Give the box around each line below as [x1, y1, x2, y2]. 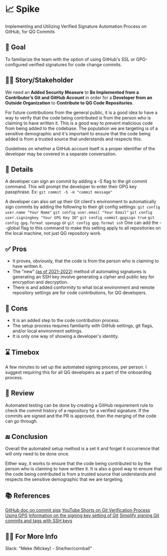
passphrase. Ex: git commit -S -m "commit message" [5, 189, 113, 195]
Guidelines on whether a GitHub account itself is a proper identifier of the [5, 145, 156, 151]
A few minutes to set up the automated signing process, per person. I [5, 364, 147, 370]
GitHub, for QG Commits [5, 28, 55, 34]
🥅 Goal [5, 43, 26, 52]
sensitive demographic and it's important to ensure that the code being [5, 130, 151, 136]
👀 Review [5, 389, 34, 398]
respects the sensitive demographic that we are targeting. [5, 476, 124, 482]
